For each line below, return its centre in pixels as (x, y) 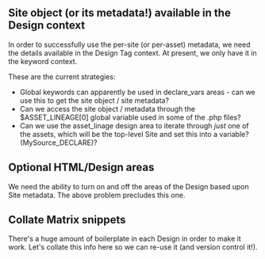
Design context (47, 26)
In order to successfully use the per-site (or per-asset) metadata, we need (129, 44)
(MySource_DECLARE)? (58, 143)
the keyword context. (43, 61)
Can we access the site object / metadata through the (108, 109)
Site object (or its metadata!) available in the (120, 13)
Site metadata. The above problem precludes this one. (97, 195)
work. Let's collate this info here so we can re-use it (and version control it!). (133, 247)
